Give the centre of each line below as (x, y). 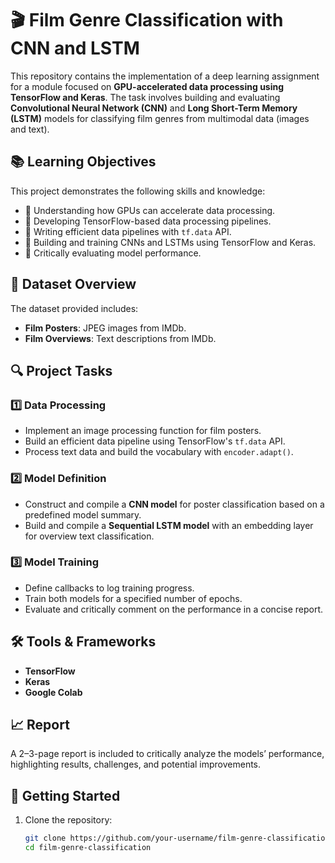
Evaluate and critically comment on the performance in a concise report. (174, 609)
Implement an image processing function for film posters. (143, 431)
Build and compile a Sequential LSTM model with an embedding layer (169, 525)
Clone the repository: (68, 820)
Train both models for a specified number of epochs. (133, 598)
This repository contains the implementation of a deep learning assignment (165, 76)
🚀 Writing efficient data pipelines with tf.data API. (128, 231)
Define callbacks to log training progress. (109, 588)
